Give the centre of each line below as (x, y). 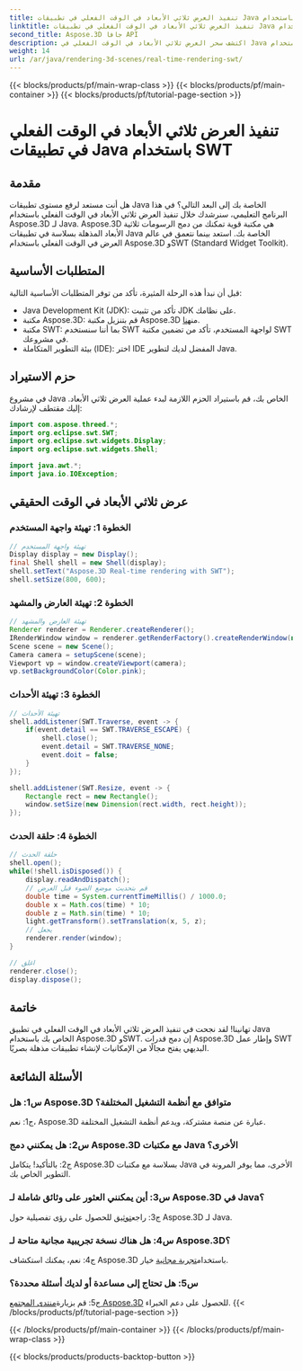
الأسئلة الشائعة (46, 1077)
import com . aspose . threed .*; (64, 424)
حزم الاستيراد (43, 377)
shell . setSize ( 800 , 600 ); (58, 580)
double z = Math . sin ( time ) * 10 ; (88, 913)
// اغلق (22, 963)
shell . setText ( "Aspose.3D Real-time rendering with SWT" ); (122, 572)
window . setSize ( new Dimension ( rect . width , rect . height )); (136, 805)
